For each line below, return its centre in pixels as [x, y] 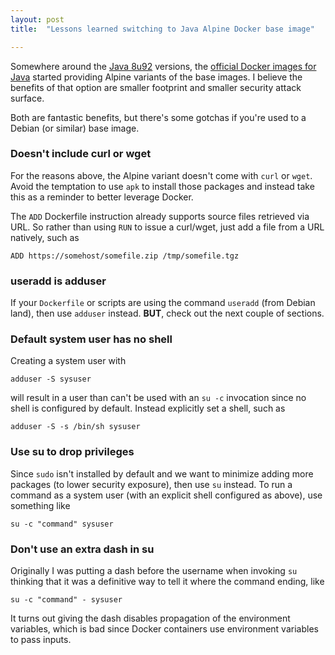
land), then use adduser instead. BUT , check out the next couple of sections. [167, 313]
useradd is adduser [58, 281]
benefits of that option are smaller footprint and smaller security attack [156, 87]
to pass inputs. [41, 639]
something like [40, 505]
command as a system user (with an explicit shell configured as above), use [166, 495]
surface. [27, 98]
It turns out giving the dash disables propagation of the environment [150, 618]
